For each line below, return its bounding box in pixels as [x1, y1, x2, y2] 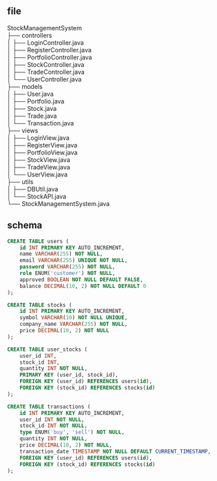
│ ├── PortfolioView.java [7, 148, 78, 156]
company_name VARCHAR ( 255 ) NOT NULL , [19, 320, 128, 328]
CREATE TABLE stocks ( [7, 301, 72, 309]
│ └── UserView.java [7, 170, 68, 178]
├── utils [7, 177, 34, 185]
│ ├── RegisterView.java [7, 141, 78, 149]
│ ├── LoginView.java [7, 134, 70, 142]
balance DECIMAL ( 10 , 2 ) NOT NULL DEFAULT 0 [19, 283, 147, 289]
